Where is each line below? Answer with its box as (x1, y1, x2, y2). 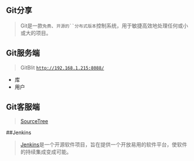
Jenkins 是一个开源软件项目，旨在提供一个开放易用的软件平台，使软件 (20, 141, 188, 148)
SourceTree (20, 118, 48, 125)
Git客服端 (6, 102, 40, 112)
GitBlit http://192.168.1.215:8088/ (20, 64, 104, 71)
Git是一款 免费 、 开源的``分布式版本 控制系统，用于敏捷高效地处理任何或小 (20, 22, 188, 29)
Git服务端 (6, 48, 40, 58)
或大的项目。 (20, 29, 51, 36)
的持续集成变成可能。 (20, 148, 72, 156)
